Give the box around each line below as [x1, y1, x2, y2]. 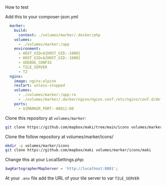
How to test [5, 4, 29, 10]
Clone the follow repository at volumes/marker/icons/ [5, 134, 114, 139]
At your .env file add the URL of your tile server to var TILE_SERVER [5, 175, 140, 181]
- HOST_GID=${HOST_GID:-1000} [18, 55, 81, 61]
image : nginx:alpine [14, 79, 56, 84]
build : [14, 28, 28, 33]
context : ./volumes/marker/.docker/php [18, 32, 100, 38]
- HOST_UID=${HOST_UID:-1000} [18, 51, 81, 56]
